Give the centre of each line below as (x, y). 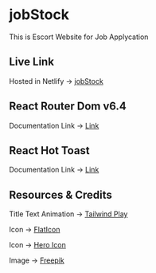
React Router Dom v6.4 (68, 107)
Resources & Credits (60, 194)
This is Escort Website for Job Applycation (79, 37)
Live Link (32, 62)
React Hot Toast (49, 150)
